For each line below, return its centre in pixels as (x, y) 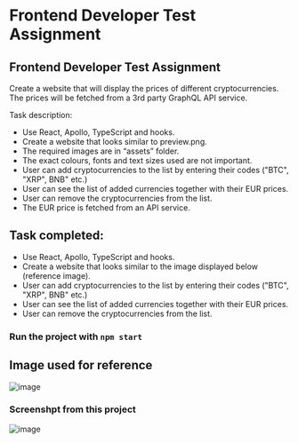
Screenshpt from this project (72, 409)
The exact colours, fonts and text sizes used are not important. (137, 160)
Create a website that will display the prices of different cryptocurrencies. (144, 88)
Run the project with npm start (76, 336)
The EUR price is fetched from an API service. (106, 208)
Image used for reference (81, 365)
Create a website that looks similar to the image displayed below (140, 266)
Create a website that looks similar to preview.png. (114, 142)
